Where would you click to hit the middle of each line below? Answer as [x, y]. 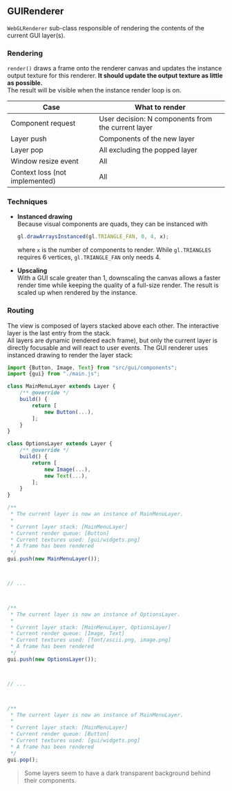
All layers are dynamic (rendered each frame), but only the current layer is [112, 340]
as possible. [25, 83]
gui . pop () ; [23, 760]
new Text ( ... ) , [66, 476]
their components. [50, 780]
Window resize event [45, 162]
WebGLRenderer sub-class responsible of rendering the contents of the [106, 28]
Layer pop [27, 150]
